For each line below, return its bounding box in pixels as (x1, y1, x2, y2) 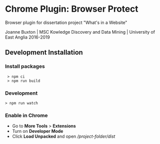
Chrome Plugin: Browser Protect (5, 3, 139, 15)
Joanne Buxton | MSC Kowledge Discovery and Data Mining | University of (5, 29, 155, 35)
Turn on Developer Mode (12, 128, 63, 134)
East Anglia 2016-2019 (5, 34, 50, 40)
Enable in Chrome (5, 112, 48, 119)
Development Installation (5, 48, 83, 57)
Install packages (5, 63, 45, 70)
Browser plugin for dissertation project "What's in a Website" (5, 20, 128, 25)
